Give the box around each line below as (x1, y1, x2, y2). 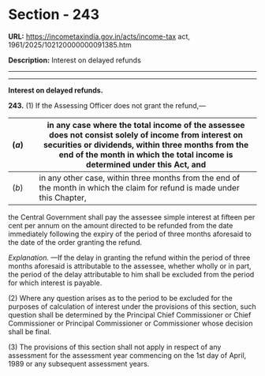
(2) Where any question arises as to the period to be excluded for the (8, 293, 233, 303)
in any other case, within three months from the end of (39, 172, 241, 183)
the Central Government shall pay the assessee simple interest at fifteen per (8, 212, 256, 222)
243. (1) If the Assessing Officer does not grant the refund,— (8, 100, 207, 110)
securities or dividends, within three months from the (43, 139, 249, 150)
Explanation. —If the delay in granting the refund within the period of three (8, 253, 251, 262)
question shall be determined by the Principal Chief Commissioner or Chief (8, 310, 252, 319)
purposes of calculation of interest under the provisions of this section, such (8, 302, 256, 311)
